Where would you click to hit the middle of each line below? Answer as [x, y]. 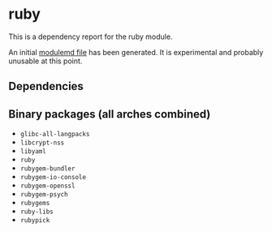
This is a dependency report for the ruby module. [91, 37]
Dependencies [46, 86]
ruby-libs [37, 212]
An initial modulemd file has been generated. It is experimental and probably [136, 52]
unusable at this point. [45, 61]
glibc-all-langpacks [55, 135]
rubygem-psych [44, 195]
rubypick [35, 221]
